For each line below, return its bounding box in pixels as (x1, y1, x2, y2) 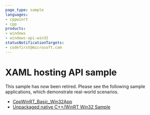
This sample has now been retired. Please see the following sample (5, 83, 145, 89)
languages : (5, 12, 28, 17)
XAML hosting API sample (5, 67, 117, 78)
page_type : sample (5, 7, 44, 13)
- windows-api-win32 (5, 36, 49, 41)
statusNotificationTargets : (5, 40, 65, 45)
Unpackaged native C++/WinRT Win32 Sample (12, 104, 111, 110)
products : (5, 26, 26, 31)
